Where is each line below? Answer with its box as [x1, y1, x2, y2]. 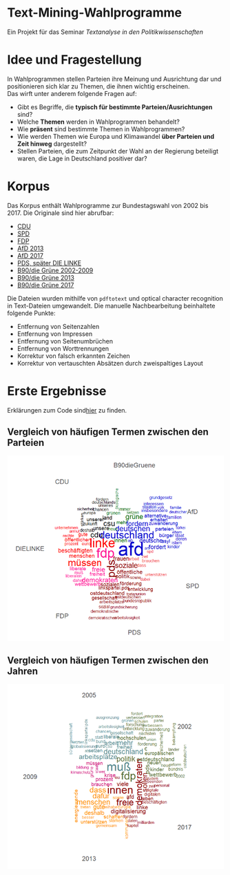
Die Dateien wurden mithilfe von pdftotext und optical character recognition [7, 294, 224, 302]
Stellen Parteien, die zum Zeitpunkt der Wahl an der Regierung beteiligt [17, 147, 219, 155]
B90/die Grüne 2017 [17, 281, 74, 289]
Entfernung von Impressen [17, 330, 93, 338]
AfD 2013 [17, 244, 44, 252]
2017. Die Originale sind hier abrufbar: [7, 209, 114, 217]
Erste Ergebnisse [7, 384, 107, 399]
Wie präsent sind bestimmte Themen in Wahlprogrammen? [17, 124, 185, 133]
